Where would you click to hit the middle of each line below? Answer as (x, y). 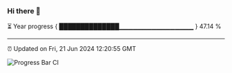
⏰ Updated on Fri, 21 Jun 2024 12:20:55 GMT (72, 49)
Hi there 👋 (24, 11)
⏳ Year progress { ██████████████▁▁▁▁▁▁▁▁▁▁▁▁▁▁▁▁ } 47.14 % (114, 26)
